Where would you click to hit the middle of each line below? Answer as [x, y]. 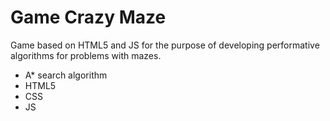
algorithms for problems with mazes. [86, 55]
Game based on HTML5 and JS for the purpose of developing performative [165, 45]
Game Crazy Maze [88, 17]
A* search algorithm [66, 75]
